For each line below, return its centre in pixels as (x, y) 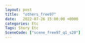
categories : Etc (22, 23)
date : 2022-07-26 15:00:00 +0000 (42, 19)
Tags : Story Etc (22, 28)
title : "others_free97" (31, 14)
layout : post (19, 10)
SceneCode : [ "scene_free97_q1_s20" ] (43, 33)
